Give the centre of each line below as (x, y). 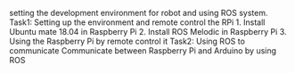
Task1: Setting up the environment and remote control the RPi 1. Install (137, 22)
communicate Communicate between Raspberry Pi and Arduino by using (143, 51)
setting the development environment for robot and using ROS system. (139, 13)
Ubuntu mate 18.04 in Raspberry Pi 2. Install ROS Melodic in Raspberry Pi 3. (148, 32)
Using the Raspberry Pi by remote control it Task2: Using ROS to (127, 41)
